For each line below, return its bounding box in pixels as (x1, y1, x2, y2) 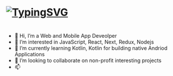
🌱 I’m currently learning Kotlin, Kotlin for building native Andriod (14, 45, 168, 52)
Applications (14, 51, 45, 58)
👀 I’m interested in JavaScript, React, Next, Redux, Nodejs (14, 38, 154, 46)
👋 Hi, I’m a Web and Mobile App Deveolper (14, 32, 117, 39)
